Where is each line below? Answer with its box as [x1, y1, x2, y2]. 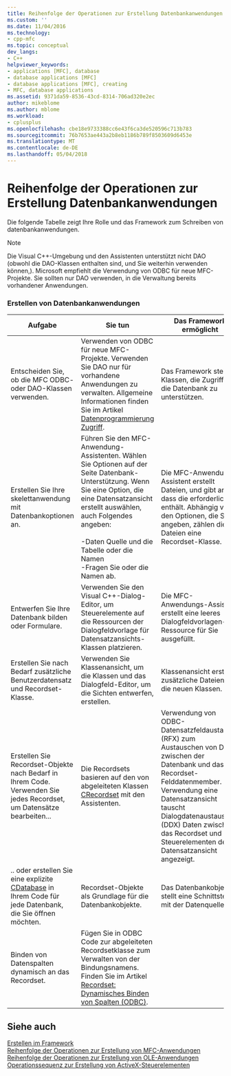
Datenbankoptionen [10, 511, 74, 520]
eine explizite [10, 874, 54, 884]
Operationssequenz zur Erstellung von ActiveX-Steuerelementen [7, 1061, 190, 1069]
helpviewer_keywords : [7, 61, 69, 68]
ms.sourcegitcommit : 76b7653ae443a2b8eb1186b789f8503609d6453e [7, 131, 192, 138]
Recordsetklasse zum [80, 946, 151, 956]
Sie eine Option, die [80, 485, 144, 495]
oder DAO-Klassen [10, 383, 72, 393]
